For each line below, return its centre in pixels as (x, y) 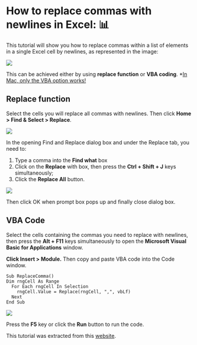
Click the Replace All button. (49, 179)
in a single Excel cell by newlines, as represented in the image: (82, 51)
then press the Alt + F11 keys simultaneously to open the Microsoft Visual (96, 241)
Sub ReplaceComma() (30, 276)
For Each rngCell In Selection (50, 286)
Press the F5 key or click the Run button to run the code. (75, 324)
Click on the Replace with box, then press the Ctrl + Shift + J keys (95, 166)
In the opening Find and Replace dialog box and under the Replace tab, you (98, 142)
